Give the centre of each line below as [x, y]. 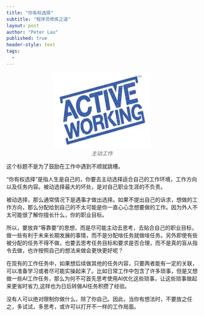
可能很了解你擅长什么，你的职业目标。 [59, 215]
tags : [13, 52]
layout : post [23, 25]
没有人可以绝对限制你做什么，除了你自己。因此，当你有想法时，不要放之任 [99, 299]
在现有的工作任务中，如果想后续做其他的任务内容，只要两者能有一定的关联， [102, 263]
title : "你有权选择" [30, 13]
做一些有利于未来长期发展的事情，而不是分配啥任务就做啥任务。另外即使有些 [102, 235]
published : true [27, 39]
